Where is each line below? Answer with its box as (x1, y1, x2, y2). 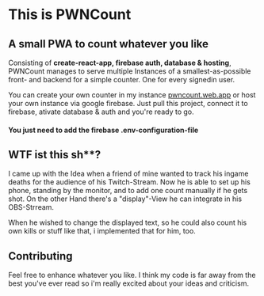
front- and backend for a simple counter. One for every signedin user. (8, 75, 235, 84)
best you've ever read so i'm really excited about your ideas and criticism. (8, 279, 250, 288)
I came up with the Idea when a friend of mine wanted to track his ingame (8, 169, 249, 179)
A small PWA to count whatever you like (8, 37, 209, 51)
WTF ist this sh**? (8, 148, 101, 161)
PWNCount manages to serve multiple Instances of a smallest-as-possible (8, 66, 251, 76)
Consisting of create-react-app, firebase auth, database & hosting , (8, 58, 231, 67)
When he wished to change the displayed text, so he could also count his (8, 218, 247, 227)
